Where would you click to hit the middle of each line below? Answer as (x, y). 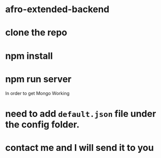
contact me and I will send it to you (79, 148)
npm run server (38, 79)
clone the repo (36, 33)
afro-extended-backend (57, 9)
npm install (29, 56)
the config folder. (43, 124)
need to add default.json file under (81, 114)
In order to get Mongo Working (37, 93)
